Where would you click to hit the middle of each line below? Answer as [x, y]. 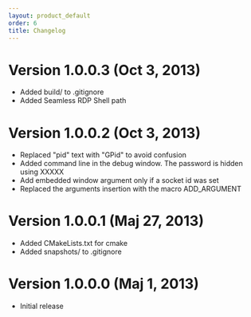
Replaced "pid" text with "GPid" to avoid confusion [103, 155]
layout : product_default [49, 16]
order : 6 [23, 23]
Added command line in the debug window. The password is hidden [131, 164]
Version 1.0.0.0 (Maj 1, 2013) [104, 284]
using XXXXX [42, 172]
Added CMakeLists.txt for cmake [74, 244]
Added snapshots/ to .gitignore [71, 252]
